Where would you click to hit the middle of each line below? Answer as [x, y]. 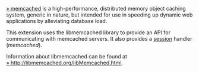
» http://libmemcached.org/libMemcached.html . [65, 63]
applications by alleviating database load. [57, 21]
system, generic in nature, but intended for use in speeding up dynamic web [99, 15]
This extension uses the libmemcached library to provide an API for [89, 32]
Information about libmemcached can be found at [67, 56]
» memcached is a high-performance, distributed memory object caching [96, 9]
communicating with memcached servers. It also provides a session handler [99, 39]
